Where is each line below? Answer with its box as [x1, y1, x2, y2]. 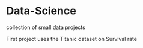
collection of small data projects [6, 24, 85, 31]
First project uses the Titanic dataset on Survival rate [6, 35, 137, 42]
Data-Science [6, 4, 76, 18]
